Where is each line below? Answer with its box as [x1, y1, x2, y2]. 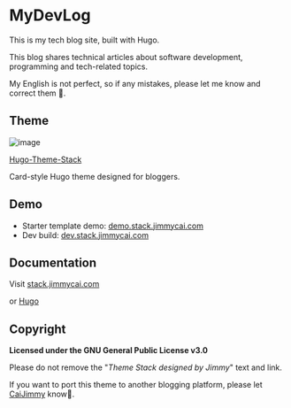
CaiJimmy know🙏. [9, 389, 75, 399]
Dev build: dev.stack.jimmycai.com [21, 229, 149, 240]
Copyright [9, 321, 66, 336]
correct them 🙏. [9, 88, 66, 98]
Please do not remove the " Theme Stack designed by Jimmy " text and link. [9, 362, 283, 373]
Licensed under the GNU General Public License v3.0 [9, 345, 208, 356]
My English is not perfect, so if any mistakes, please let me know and [9, 78, 261, 89]
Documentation [9, 255, 97, 270]
